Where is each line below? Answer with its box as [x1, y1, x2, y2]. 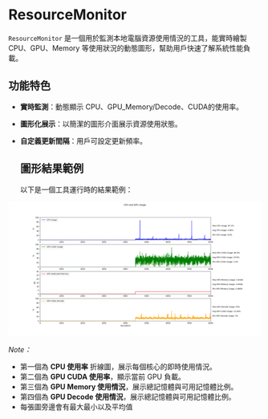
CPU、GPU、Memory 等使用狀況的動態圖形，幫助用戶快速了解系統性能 [8, 43, 244, 53]
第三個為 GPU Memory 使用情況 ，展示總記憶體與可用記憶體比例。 [19, 382, 238, 392]
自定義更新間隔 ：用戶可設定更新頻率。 [19, 136, 147, 145]
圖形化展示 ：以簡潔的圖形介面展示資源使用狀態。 [19, 119, 182, 128]
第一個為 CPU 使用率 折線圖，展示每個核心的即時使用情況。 [19, 362, 217, 372]
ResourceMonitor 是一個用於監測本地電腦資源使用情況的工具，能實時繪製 [8, 33, 247, 43]
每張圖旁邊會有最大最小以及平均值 [19, 402, 133, 412]
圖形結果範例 [19, 162, 84, 176]
